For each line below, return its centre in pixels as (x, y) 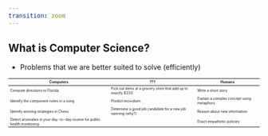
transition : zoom (37, 16)
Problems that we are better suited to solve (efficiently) (110, 67)
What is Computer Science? (79, 48)
